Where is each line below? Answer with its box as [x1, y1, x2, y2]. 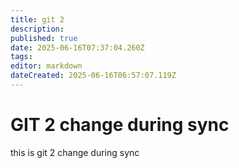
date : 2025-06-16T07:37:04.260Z [10, 42, 145, 53]
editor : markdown [10, 61, 83, 71]
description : [10, 24, 65, 34]
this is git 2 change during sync [10, 146, 140, 158]
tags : [10, 52, 33, 62]
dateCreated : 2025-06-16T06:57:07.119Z [10, 71, 177, 81]
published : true [10, 33, 78, 43]
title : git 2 [10, 14, 65, 25]
